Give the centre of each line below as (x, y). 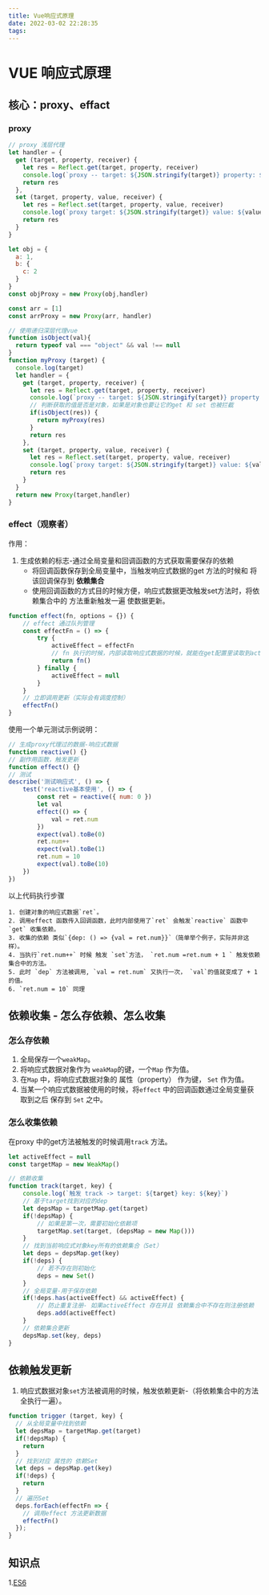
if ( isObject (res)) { (64, 413)
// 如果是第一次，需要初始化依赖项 (87, 1223)
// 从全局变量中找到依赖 (51, 1424)
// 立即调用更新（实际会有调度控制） (76, 698)
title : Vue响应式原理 (41, 16)
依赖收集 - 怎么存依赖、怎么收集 (87, 1016)
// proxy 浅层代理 (36, 145)
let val (50, 804)
